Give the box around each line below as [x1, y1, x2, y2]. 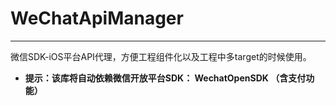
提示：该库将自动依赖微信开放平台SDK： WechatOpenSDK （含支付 [24, 72, 307, 84]
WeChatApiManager [10, 7, 184, 30]
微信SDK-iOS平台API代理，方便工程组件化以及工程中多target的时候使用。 [10, 50, 312, 62]
